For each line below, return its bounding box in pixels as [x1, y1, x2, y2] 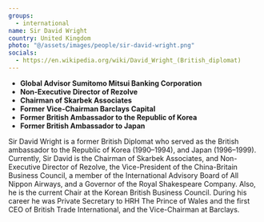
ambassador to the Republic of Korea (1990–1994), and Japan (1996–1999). [8, 145, 257, 155]
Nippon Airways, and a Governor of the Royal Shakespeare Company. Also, [8, 179, 256, 188]
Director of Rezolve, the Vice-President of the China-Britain [42, 162, 238, 172]
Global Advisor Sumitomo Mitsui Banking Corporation [19, 78, 202, 88]
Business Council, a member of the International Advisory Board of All [8, 170, 238, 180]
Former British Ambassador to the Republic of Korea [19, 112, 198, 122]
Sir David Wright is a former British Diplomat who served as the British [8, 136, 239, 146]
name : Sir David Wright [8, 26, 88, 34]
